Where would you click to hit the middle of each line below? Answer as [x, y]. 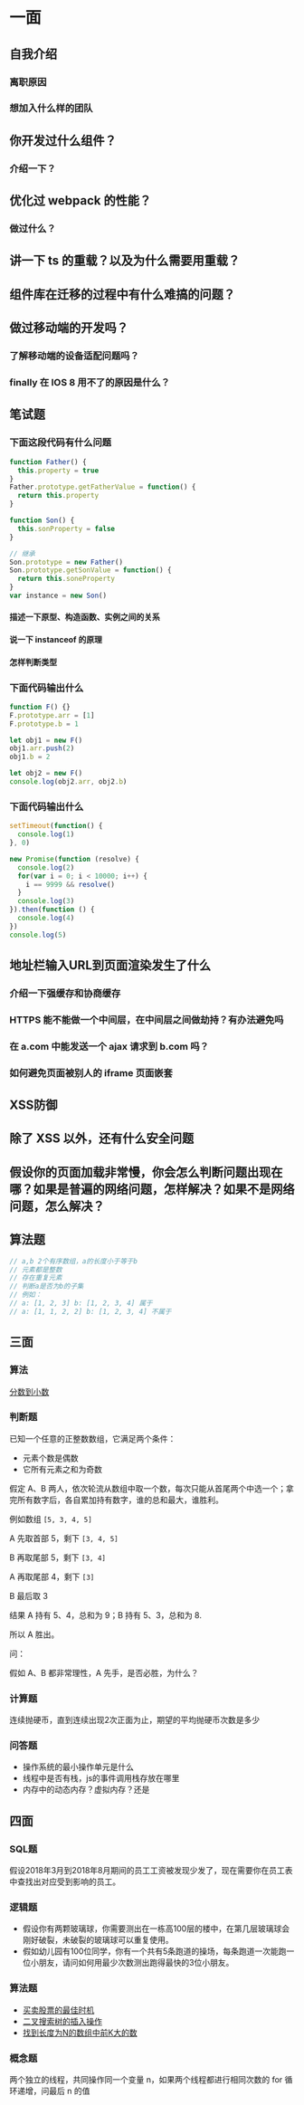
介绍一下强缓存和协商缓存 [65, 993]
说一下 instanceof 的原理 [56, 640]
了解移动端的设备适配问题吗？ [75, 356]
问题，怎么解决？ [57, 1206]
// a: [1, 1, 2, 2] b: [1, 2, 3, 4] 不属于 [90, 1311]
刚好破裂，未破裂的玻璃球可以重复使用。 [98, 1940]
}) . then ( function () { [52, 910]
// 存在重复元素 [36, 1278]
